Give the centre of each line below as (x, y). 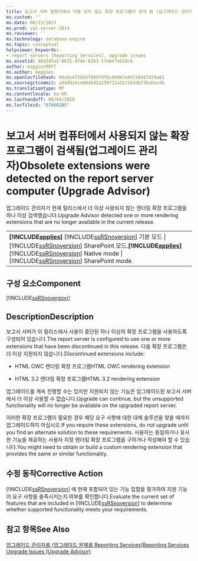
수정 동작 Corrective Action (55, 474)
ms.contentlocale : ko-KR (37, 94)
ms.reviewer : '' (26, 34)
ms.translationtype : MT (35, 89)
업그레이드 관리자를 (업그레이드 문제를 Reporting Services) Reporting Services (98, 544)
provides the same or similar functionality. (57, 454)
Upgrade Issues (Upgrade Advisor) (49, 551)
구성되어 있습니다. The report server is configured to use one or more (88, 339)
